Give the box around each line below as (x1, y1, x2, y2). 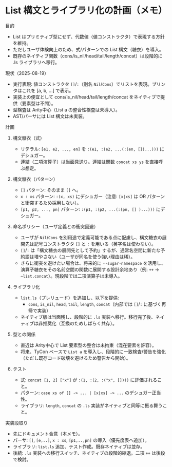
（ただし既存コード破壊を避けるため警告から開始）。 (20, 355, 131, 361)
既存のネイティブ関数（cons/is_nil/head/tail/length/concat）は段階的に (12, 52, 163, 59)
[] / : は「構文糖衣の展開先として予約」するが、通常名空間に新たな (20, 247, 161, 253)
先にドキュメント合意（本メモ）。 (12, 431, 83, 437)
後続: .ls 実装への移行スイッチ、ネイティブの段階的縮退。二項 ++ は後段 (12, 450, 165, 456)
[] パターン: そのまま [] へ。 (20, 187, 81, 193)
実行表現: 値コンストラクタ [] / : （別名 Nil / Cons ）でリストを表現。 (12, 81, 152, 87)
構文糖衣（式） (12, 134, 45, 141)
